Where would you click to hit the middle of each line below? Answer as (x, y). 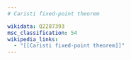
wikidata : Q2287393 (36, 26)
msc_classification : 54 (42, 33)
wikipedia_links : (33, 39)
